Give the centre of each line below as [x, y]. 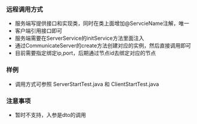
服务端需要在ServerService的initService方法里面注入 [79, 38]
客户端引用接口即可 [39, 31]
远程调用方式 [25, 9]
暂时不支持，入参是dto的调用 [50, 115]
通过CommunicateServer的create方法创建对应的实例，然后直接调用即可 [103, 46]
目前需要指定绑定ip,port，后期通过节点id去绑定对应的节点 [85, 53]
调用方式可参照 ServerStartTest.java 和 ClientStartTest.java [87, 84]
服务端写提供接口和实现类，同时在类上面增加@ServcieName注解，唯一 [102, 23]
